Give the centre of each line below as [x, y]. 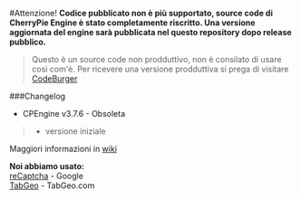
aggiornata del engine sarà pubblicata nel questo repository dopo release [150, 32]
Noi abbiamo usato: [47, 166]
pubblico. [28, 42]
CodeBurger [54, 79]
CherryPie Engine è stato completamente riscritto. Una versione [132, 23]
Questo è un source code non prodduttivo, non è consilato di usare [156, 59]
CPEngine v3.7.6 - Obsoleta [74, 114]
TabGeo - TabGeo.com [52, 185]
